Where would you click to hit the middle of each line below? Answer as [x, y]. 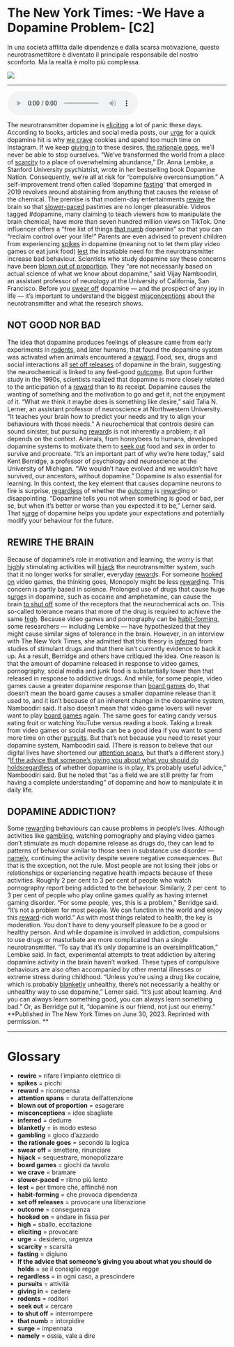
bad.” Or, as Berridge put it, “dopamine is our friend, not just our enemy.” [111, 1007]
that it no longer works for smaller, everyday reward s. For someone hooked [115, 574]
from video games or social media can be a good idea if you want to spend [115, 730]
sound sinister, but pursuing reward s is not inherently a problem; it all [106, 431]
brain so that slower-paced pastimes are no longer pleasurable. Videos [109, 206]
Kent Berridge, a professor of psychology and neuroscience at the [102, 461]
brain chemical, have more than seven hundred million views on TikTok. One [116, 221]
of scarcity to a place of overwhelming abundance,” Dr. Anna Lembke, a [110, 162]
